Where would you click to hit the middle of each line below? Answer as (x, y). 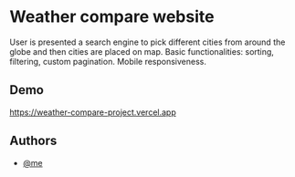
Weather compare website (112, 17)
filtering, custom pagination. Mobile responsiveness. (108, 61)
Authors (33, 141)
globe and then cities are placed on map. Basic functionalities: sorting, (142, 51)
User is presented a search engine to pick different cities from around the (147, 42)
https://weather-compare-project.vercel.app (93, 112)
